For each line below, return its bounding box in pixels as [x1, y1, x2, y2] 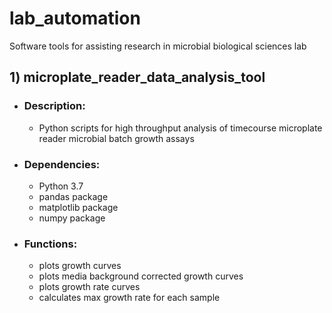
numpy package [38, 212, 106, 224]
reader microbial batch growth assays [38, 132, 195, 144]
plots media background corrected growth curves [38, 270, 244, 282]
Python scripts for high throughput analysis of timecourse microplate [38, 122, 323, 134]
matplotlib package [38, 201, 119, 213]
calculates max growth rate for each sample [38, 292, 221, 304]
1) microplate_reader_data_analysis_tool [9, 69, 266, 86]
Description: [23, 99, 86, 113]
